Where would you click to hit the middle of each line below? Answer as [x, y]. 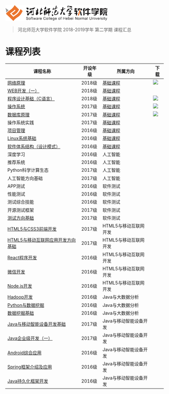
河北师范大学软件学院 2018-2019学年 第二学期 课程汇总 [74, 29]
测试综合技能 [21, 202]
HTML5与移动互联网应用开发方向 [42, 240]
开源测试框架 [21, 210]
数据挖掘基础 [21, 313]
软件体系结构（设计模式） [34, 146]
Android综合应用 [24, 353]
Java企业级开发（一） [30, 338]
